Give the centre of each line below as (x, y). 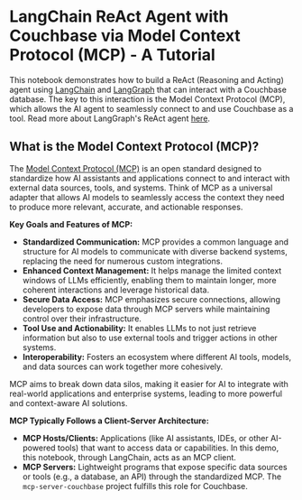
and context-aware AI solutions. (69, 403)
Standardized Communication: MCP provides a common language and (155, 242)
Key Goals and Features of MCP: (71, 224)
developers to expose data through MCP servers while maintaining (146, 309)
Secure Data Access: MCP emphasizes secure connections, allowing (151, 299)
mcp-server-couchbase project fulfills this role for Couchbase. (135, 486)
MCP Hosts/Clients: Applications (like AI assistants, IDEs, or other (145, 438)
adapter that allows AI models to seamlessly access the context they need (147, 197)
